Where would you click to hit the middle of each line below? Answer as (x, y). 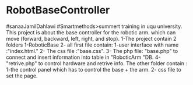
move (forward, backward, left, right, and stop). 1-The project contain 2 (91, 38)
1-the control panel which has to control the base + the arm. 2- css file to (94, 69)
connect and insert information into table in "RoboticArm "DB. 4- (83, 57)
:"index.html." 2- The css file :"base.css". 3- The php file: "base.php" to (92, 51)
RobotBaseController (58, 10)
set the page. (22, 76)
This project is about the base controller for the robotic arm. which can (91, 32)
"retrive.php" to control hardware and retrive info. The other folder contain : (97, 63)
